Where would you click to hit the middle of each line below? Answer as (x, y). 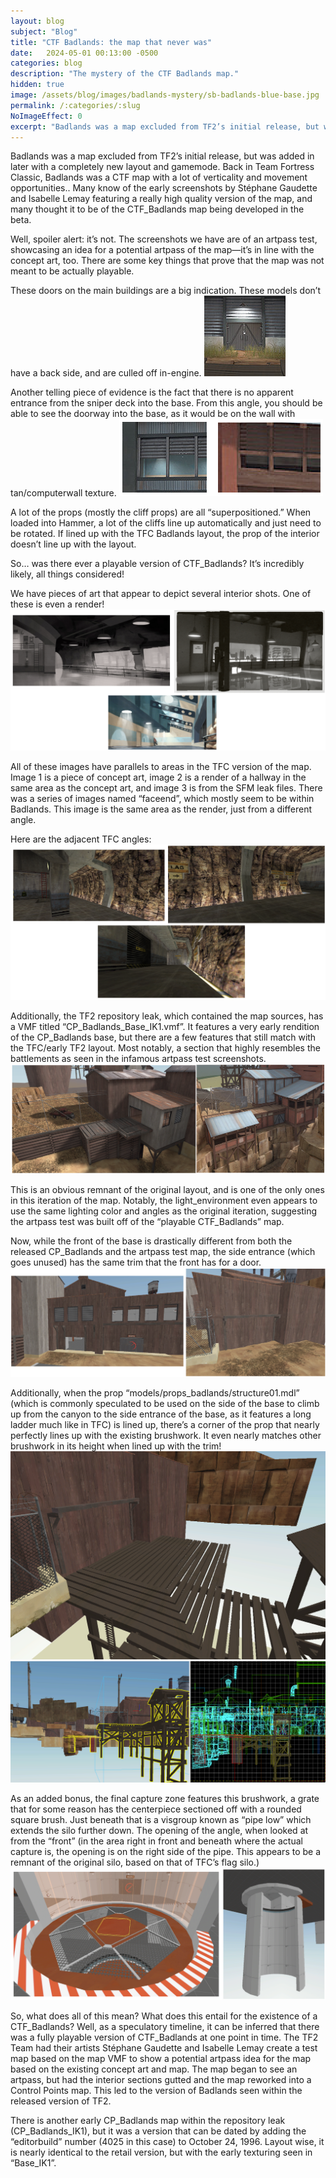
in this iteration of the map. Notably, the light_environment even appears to (164, 1201)
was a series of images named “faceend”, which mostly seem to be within (162, 798)
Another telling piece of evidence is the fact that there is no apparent (152, 392)
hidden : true (37, 85)
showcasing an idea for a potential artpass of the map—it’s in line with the (162, 250)
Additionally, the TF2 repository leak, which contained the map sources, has (167, 1016)
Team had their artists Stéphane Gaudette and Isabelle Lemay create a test (164, 2047)
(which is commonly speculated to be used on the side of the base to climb (165, 1403)
